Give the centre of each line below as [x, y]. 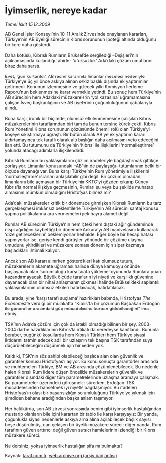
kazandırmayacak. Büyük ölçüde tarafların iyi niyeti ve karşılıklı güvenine [79, 277]
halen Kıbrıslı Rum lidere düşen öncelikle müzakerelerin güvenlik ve [74, 372]
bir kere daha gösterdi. [28, 44]
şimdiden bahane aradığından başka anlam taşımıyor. [60, 398]
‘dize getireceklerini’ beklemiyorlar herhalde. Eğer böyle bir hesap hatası [79, 234]
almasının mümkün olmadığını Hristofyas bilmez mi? [58, 192]
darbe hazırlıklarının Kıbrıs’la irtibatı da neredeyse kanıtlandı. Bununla [88, 329]
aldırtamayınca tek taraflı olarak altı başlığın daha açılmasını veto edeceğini [82, 140]
